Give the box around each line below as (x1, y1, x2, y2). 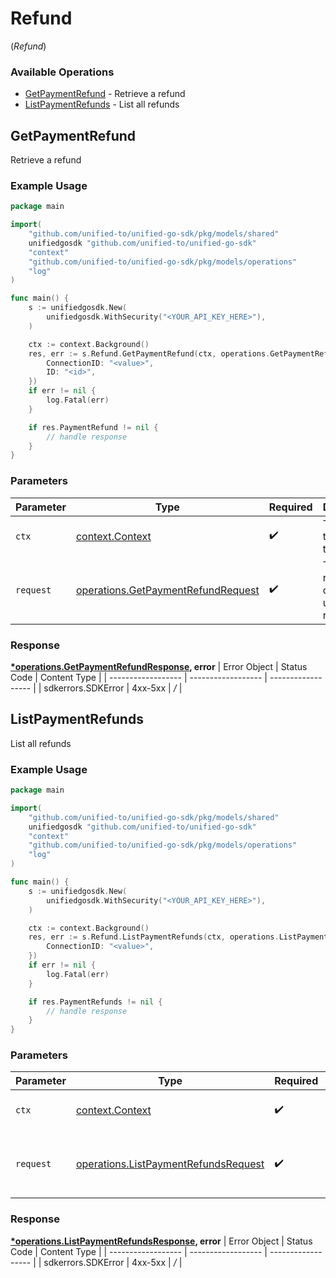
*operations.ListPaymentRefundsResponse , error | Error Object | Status (10, 1235, 313, 1247)
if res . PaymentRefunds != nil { (28, 997, 163, 1007)
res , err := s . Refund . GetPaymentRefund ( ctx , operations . (28, 348, 271, 359)
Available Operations (10, 65, 115, 79)
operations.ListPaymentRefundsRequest (75, 1157, 265, 1171)
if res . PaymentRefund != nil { (28, 422, 159, 432)
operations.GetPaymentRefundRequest (75, 583, 260, 597)
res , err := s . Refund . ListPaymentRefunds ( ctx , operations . (28, 932, 280, 942)
